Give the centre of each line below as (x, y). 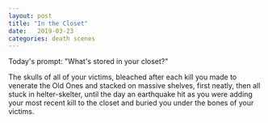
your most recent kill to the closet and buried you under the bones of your (131, 103)
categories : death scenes (52, 38)
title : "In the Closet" (48, 23)
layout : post (30, 16)
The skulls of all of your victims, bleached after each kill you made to (123, 77)
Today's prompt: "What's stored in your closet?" (88, 61)
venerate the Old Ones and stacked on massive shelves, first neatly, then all (134, 86)
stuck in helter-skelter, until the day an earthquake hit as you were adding (130, 95)
